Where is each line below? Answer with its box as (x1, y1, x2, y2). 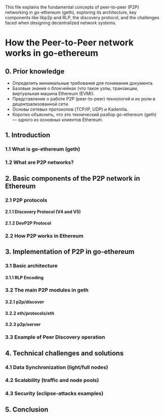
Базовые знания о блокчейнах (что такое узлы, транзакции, (12, 86, 139, 91)
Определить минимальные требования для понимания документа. (12, 80, 154, 86)
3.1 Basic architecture (5, 262, 58, 269)
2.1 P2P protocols (5, 196, 48, 203)
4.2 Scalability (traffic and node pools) (5, 377, 99, 384)
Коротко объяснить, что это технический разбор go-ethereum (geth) (12, 112, 157, 117)
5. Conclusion (5, 405, 48, 414)
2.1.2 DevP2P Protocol (5, 220, 52, 226)
